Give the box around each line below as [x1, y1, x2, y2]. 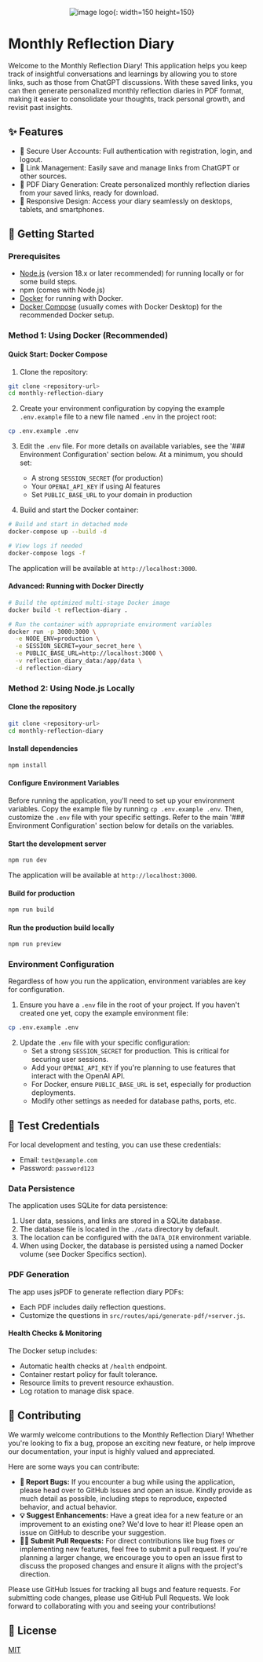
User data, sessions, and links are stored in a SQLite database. [19, 1216, 222, 1225]
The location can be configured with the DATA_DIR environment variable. [19, 1233, 251, 1243]
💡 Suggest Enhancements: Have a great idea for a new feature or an [19, 1510, 243, 1520]
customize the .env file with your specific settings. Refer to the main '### [8, 812, 246, 822]
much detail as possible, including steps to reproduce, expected [19, 1493, 228, 1503]
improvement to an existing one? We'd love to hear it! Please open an [19, 1519, 243, 1528]
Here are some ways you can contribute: [8, 1462, 140, 1471]
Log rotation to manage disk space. [19, 1386, 134, 1396]
